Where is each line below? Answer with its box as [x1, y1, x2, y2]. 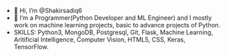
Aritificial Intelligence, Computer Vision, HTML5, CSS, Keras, [13, 36, 186, 44]
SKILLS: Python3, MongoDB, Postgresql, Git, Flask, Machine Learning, [13, 28, 213, 36]
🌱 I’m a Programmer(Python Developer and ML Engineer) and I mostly [13, 14, 213, 22]
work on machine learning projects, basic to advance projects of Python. [13, 21, 221, 29]
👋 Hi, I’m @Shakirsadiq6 [13, 7, 83, 14]
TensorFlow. [13, 43, 49, 51]
